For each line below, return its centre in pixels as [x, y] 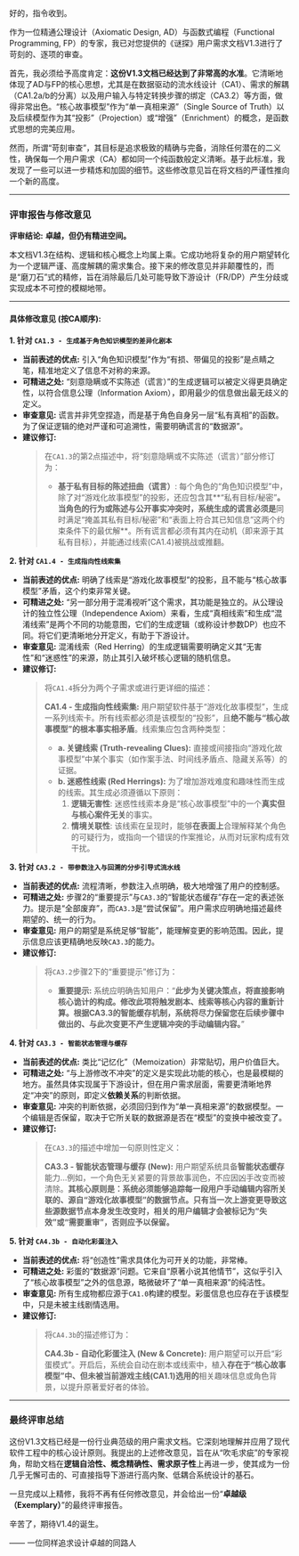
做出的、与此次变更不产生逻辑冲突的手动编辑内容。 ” [151, 1023]
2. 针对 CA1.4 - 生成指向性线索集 [65, 560]
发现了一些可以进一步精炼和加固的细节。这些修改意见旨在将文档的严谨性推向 [149, 170]
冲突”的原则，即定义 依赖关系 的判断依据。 [109, 1095]
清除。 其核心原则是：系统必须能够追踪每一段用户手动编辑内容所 [161, 1188]
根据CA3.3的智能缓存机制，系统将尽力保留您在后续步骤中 [179, 1013]
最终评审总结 [37, 1421]
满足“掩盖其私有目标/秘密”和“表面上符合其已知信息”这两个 [171, 519]
